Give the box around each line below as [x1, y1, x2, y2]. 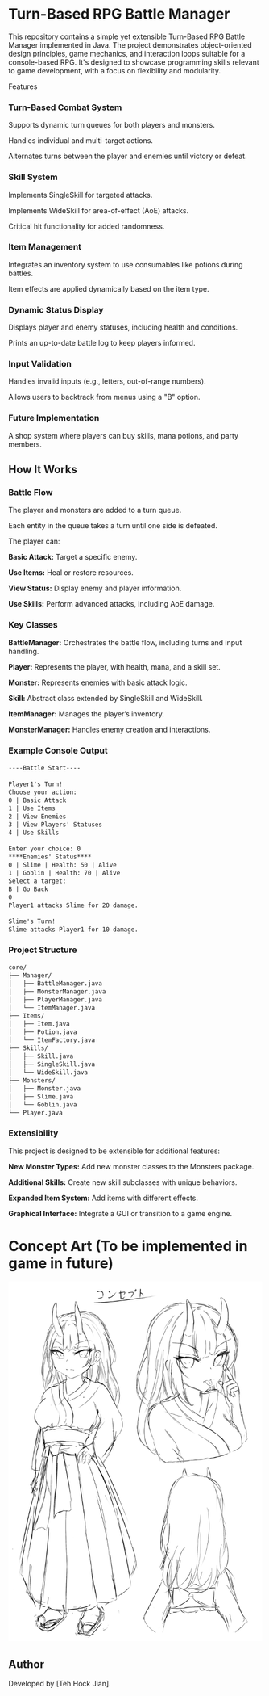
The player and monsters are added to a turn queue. [8, 506, 182, 515]
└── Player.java [8, 1109, 63, 1117]
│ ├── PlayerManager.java [8, 996, 103, 1004]
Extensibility [8, 1127, 59, 1139]
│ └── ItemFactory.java [8, 1036, 95, 1044]
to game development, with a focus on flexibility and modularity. [8, 65, 221, 75]
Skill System [8, 171, 58, 183]
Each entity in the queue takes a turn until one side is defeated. [8, 521, 217, 531]
